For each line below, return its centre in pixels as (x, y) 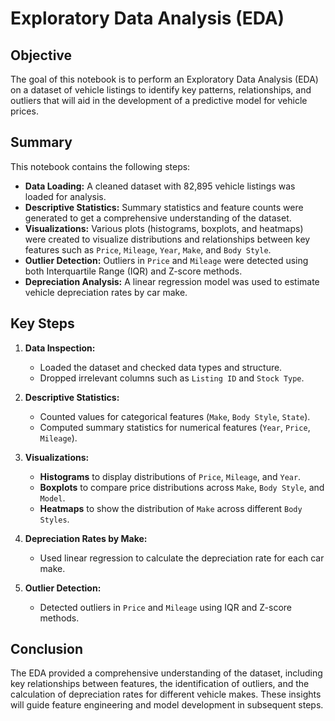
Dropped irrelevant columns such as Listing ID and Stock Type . (172, 378)
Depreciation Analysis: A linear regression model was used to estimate (172, 281)
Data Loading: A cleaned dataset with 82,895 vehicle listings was (160, 186)
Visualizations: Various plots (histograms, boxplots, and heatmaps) (164, 228)
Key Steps (42, 323)
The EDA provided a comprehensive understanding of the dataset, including (166, 673)
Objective (41, 55)
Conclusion (47, 649)
